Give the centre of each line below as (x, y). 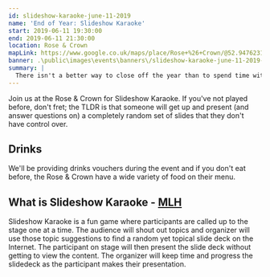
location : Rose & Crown (48, 46)
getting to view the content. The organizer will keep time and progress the (131, 256)
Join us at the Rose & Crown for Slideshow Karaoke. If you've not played (128, 98)
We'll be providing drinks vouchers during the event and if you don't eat (127, 169)
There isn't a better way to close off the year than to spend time (133, 75)
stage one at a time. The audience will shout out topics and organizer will (129, 230)
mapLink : (23, 53)
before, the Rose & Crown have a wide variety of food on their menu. (122, 177)
